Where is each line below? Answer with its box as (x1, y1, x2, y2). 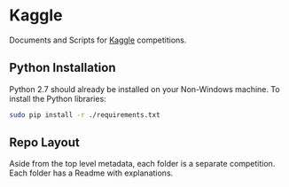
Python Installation (9, 60, 116, 75)
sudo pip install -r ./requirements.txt (9, 110, 161, 120)
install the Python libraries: (9, 93, 106, 104)
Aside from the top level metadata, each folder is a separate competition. (9, 159, 276, 169)
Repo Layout (9, 135, 80, 151)
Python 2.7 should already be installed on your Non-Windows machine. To (9, 83, 281, 94)
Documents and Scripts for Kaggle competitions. (9, 35, 187, 45)
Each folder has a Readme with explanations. (9, 168, 174, 178)
